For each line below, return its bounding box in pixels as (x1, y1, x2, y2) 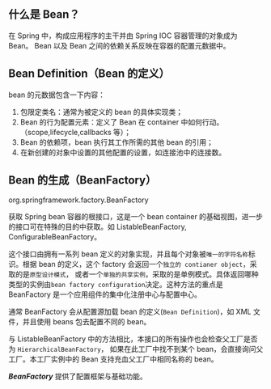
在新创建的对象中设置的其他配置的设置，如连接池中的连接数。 (19, 147, 227, 157)
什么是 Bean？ (8, 7, 80, 22)
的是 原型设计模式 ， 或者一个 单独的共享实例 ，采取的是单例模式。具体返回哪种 (15, 269, 259, 279)
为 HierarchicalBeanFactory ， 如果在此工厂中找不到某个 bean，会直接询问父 (8, 345, 264, 354)
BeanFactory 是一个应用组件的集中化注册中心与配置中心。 (8, 290, 202, 299)
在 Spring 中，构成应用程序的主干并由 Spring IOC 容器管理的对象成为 (8, 31, 238, 40)
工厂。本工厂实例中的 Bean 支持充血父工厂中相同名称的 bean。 (8, 354, 218, 364)
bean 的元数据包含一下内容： (8, 90, 105, 99)
